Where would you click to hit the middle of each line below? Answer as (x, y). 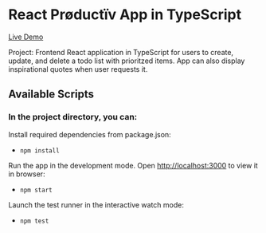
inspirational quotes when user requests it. (78, 69)
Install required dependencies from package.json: (90, 134)
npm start (36, 190)
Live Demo (26, 37)
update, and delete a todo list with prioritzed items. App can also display (127, 61)
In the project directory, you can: (73, 117)
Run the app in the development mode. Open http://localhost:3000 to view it (133, 165)
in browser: (27, 174)
